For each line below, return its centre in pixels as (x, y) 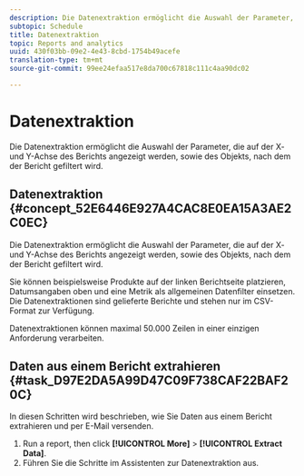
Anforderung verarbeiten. (57, 338)
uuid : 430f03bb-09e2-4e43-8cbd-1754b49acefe (95, 52)
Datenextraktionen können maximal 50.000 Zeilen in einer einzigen (135, 328)
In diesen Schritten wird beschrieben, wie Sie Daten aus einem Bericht (141, 416)
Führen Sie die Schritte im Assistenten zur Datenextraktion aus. (141, 463)
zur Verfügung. (66, 311)
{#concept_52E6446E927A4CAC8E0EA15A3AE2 (151, 208)
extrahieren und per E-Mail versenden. (82, 426)
